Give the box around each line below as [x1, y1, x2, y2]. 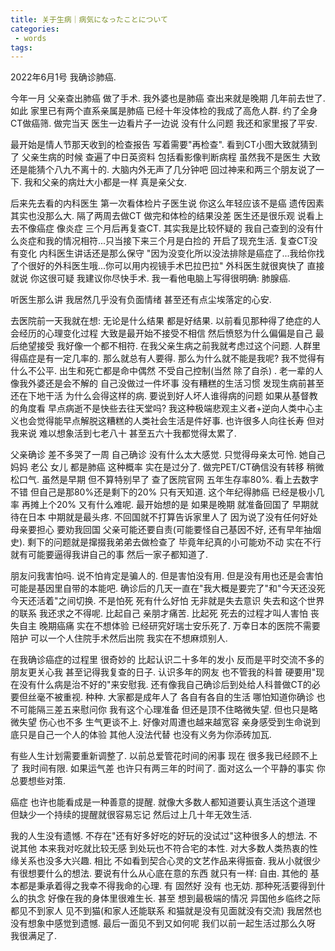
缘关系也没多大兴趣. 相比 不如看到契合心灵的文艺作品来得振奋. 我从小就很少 [10, 855, 321, 867]
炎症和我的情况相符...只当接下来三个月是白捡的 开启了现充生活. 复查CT [18, 235, 310, 247]
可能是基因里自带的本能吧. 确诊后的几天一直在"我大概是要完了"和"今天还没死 [10, 582, 326, 595]
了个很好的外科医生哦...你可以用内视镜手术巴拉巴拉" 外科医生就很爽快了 [10, 260, 305, 272]
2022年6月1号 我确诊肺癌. [10, 71, 117, 83]
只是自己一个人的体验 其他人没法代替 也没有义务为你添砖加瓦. [18, 729, 272, 741]
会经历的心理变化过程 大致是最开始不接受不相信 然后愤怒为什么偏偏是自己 [10, 327, 313, 340]
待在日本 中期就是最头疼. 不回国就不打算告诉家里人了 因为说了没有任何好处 [10, 511, 318, 523]
